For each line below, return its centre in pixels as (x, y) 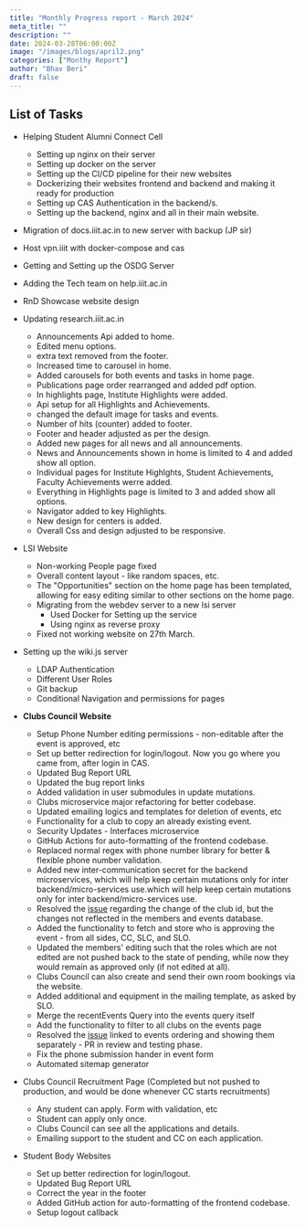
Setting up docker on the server (96, 164)
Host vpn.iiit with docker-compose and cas (104, 248)
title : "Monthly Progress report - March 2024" (102, 18)
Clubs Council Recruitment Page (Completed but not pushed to (141, 1081)
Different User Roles (74, 679)
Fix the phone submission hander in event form (125, 1054)
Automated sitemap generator (93, 1063)
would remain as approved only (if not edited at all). (133, 967)
